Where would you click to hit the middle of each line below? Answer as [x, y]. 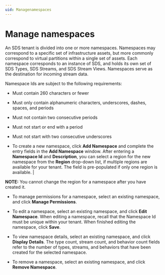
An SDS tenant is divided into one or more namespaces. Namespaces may [80, 48]
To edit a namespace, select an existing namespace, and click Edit [80, 211]
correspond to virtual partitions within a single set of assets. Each [71, 58]
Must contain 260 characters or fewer [51, 93]
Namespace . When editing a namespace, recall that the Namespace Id [84, 216]
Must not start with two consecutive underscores [62, 137]
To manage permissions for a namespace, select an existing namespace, [86, 196]
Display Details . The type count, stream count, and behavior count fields [86, 241]
